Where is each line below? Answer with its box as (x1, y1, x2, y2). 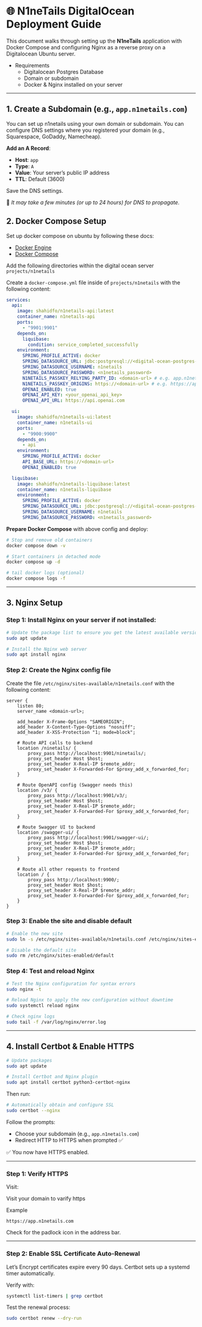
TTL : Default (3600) (14, 175, 65, 182)
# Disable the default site (6, 947, 77, 953)
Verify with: (6, 1281, 35, 1288)
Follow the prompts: (6, 1118, 56, 1125)
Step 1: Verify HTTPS (6, 1169, 69, 1178)
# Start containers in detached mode (6, 553, 101, 559)
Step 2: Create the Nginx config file (6, 666, 111, 674)
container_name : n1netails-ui (17, 420, 93, 426)
